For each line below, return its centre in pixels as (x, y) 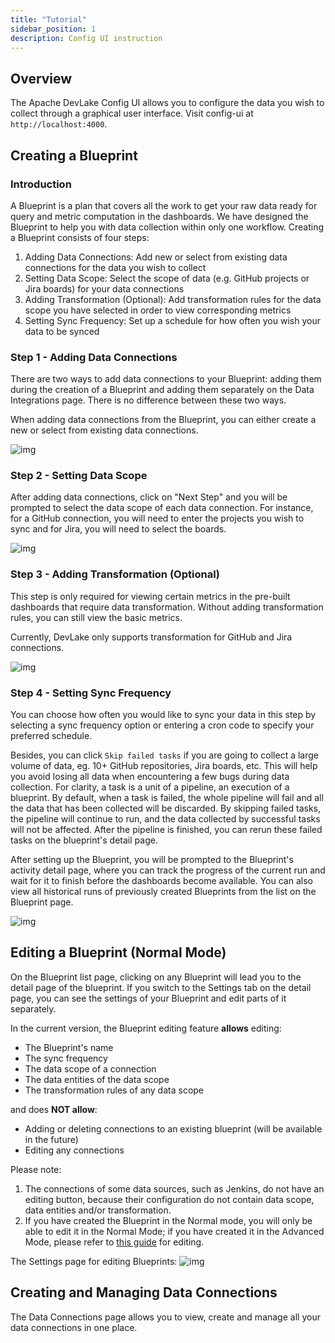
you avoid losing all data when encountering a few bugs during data (150, 777)
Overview (41, 78)
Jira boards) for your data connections (104, 288)
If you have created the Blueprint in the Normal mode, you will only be (168, 1220)
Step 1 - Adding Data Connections (94, 357)
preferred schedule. (51, 736)
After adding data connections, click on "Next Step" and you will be (149, 497)
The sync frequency (66, 1058)
